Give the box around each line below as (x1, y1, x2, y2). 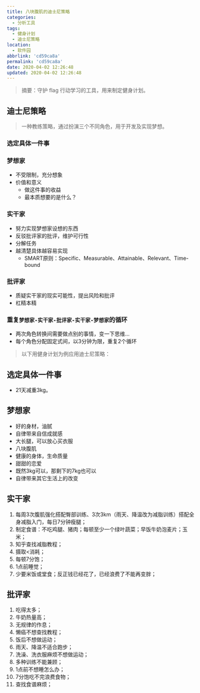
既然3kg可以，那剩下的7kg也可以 (15, 467, 97, 474)
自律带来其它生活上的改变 (15, 474, 79, 481)
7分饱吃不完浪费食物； (15, 673, 71, 680)
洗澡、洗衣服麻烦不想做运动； (15, 651, 89, 658)
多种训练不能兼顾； (15, 658, 63, 666)
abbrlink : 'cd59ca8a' (7, 53, 61, 59)
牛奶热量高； (15, 614, 47, 621)
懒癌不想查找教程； (15, 629, 63, 636)
